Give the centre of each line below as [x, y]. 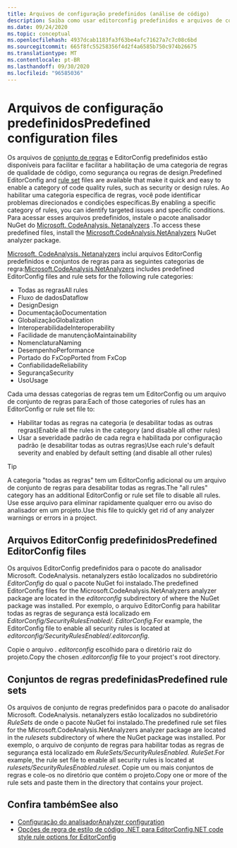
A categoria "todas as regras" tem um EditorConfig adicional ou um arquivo [117, 480]
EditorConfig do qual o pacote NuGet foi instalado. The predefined [103, 583]
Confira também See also [63, 805]
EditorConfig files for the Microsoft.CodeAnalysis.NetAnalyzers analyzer [112, 591]
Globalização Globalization [55, 320]
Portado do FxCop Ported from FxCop [72, 358]
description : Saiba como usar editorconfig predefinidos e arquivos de [115, 21]
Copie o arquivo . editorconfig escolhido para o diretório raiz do [99, 650]
